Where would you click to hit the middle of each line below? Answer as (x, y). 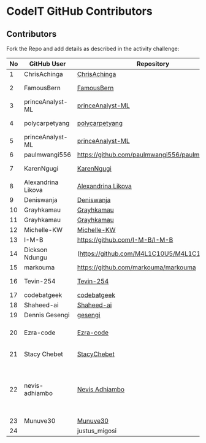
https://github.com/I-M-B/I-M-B (125, 240)
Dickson (36, 250)
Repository (153, 64)
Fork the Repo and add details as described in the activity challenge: (93, 48)
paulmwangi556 (48, 155)
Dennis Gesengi (47, 315)
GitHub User (48, 64)
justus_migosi (97, 431)
